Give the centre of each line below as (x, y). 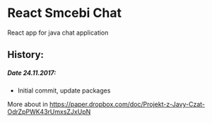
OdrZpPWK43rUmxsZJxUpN (49, 112)
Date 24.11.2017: (32, 73)
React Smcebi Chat (65, 13)
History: (26, 55)
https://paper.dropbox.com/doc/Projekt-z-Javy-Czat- (127, 105)
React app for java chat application (58, 33)
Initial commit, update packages (64, 90)
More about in (28, 105)
